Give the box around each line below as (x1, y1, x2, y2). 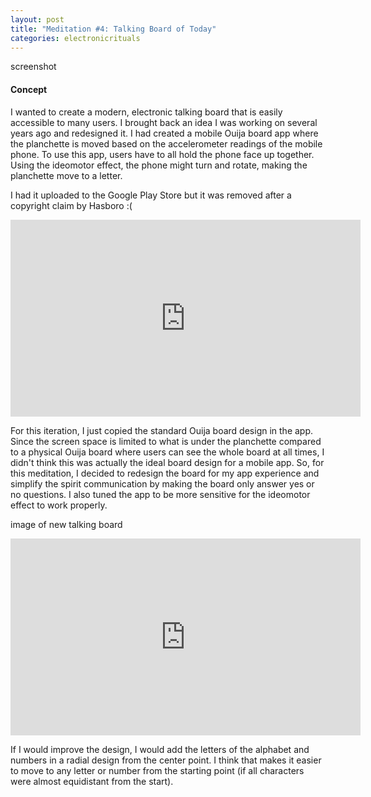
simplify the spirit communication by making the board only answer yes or (10, 477, 315, 490)
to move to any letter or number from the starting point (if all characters (10, 764, 305, 776)
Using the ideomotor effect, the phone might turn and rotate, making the (10, 159, 308, 171)
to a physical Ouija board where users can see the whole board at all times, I (10, 446, 325, 458)
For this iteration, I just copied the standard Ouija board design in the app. (10, 424, 314, 436)
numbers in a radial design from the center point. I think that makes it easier (10, 754, 322, 766)
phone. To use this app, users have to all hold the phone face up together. (10, 148, 315, 160)
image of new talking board (10, 518, 123, 530)
